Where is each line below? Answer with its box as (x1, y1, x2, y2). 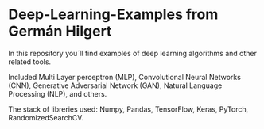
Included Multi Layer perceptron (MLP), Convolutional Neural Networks (8, 72, 241, 82)
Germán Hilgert (8, 22, 112, 40)
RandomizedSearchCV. (8, 112, 83, 122)
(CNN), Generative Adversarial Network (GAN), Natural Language (8, 81, 223, 90)
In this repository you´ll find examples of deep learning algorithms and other (8, 48, 257, 58)
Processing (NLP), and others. (8, 89, 107, 98)
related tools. (8, 57, 52, 66)
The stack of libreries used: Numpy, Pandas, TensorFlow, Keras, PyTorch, (8, 104, 249, 114)
